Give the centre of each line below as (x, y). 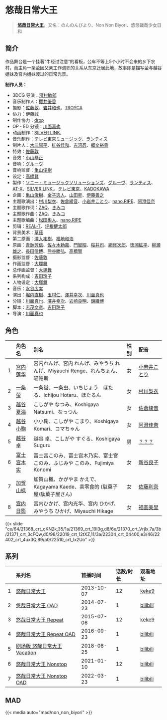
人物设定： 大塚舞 (30, 282)
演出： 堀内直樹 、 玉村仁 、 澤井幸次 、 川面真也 (58, 294)
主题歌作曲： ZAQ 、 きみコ (39, 214)
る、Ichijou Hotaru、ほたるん (67, 395)
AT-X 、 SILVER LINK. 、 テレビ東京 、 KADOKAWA (61, 189)
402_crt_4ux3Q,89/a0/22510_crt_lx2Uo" (46, 539)
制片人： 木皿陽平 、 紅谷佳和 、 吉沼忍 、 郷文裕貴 (60, 145)
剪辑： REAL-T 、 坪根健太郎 (40, 226)
